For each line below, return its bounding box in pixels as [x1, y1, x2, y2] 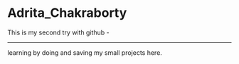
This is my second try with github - [7, 28, 110, 37]
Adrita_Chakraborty [7, 5, 127, 21]
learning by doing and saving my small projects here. [7, 48, 162, 57]
